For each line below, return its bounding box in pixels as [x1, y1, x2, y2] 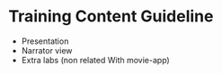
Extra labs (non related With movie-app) [21, 54, 170, 65]
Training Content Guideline [8, 6, 214, 27]
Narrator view [21, 45, 73, 55]
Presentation [21, 36, 69, 46]
